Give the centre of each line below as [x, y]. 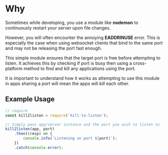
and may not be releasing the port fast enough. [54, 48]
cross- [140, 63]
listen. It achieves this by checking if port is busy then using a [69, 63]
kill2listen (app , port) [30, 129]
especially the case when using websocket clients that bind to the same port [84, 42]
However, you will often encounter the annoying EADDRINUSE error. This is [83, 37]
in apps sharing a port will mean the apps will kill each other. [67, 83]
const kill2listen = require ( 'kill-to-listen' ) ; [57, 115]
